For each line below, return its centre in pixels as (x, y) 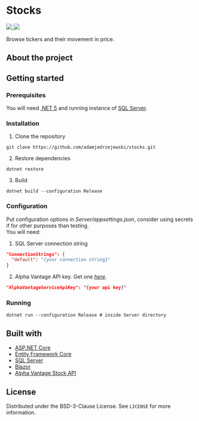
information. (21, 413)
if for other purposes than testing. (48, 225)
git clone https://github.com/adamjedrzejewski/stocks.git (81, 147)
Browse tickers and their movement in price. (60, 39)
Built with (24, 333)
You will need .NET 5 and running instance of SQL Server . (77, 108)
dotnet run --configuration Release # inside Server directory (86, 315)
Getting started (35, 78)
